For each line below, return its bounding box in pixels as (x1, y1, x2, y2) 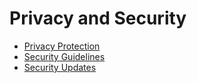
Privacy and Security (9, 7, 187, 30)
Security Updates (23, 61, 97, 73)
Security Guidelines (23, 50, 106, 62)
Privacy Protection (23, 40, 101, 52)
